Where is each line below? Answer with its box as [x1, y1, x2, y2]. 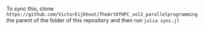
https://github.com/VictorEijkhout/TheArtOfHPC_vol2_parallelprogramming [6, 11, 199, 17]
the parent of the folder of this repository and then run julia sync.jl [6, 17, 180, 23]
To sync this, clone [6, 5, 54, 12]
